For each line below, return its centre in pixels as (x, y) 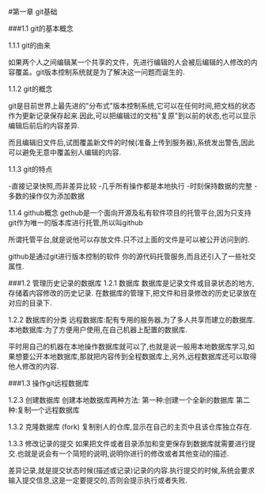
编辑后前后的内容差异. (44, 126)
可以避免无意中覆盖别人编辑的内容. (65, 152)
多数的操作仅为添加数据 (46, 196)
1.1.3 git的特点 (30, 169)
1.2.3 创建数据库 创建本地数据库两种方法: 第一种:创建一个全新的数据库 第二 (129, 400)
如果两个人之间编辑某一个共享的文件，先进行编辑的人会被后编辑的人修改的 (129, 62)
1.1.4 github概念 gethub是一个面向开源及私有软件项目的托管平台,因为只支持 (130, 213)
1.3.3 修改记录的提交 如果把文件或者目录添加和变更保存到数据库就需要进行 (129, 443)
